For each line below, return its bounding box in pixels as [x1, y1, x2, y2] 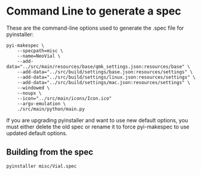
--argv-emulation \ [17, 101, 66, 107]
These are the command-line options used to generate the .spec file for [6, 24, 184, 31]
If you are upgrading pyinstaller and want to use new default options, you [6, 116, 188, 124]
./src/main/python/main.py [17, 106, 85, 112]
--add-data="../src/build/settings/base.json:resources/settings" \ [17, 68, 193, 75]
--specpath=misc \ [17, 47, 63, 54]
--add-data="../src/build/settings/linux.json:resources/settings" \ [17, 74, 196, 80]
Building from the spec [6, 147, 94, 157]
